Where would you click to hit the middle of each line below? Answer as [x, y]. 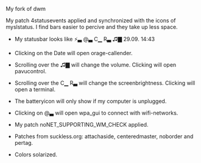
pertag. [24, 143]
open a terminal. [35, 89]
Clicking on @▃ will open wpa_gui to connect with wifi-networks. [96, 113]
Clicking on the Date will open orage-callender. [73, 53]
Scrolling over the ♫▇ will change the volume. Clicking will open [95, 65]
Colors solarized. [36, 155]
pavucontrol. [30, 71]
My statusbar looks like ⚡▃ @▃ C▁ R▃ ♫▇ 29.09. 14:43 [85, 39]
